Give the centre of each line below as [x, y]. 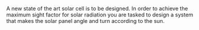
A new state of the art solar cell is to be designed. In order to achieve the [97, 9]
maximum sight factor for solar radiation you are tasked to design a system [100, 15]
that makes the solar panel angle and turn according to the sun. [86, 21]
